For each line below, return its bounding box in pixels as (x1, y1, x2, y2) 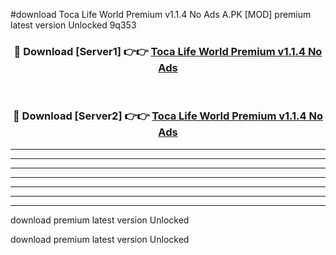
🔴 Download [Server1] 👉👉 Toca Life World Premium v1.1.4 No (13, 44, 323, 58)
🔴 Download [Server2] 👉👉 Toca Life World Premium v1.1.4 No (12, 109, 324, 123)
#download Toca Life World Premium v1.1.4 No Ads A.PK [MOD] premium (10, 9, 312, 20)
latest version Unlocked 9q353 (10, 19, 137, 31)
